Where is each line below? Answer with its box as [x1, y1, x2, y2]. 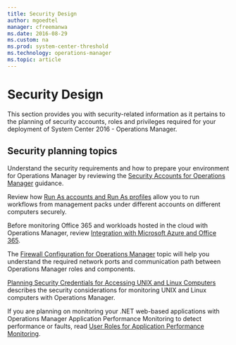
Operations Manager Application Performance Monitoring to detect [7, 314, 202, 322]
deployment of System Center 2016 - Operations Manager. [7, 125, 178, 133]
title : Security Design [7, 10, 77, 18]
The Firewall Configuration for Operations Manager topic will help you [7, 249, 210, 258]
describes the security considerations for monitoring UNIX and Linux [7, 286, 206, 294]
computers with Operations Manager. [7, 293, 116, 301]
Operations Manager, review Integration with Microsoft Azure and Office [7, 228, 217, 237]
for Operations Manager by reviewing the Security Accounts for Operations [7, 171, 225, 180]
